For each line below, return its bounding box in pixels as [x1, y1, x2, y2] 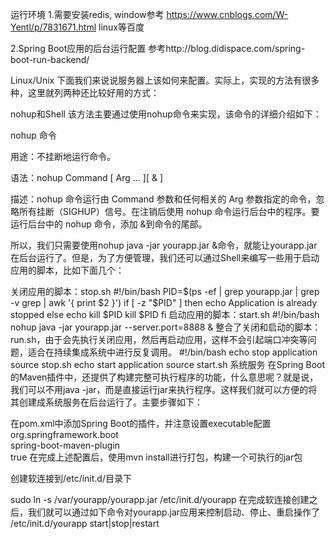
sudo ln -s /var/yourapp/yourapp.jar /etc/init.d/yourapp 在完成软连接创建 [10, 494, 310, 505]
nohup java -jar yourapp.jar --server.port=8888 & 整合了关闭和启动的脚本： [10, 321, 322, 333]
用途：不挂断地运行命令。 [10, 151, 116, 162]
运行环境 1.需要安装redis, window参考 [10, 9, 165, 20]
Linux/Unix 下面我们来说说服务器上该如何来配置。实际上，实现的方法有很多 [10, 74, 320, 86]
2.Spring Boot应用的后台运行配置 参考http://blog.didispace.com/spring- [10, 43, 306, 54]
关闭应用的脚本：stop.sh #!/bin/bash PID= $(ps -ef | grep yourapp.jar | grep [10, 286, 320, 297]
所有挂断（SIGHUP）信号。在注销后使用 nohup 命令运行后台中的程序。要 [18, 206, 320, 217]
